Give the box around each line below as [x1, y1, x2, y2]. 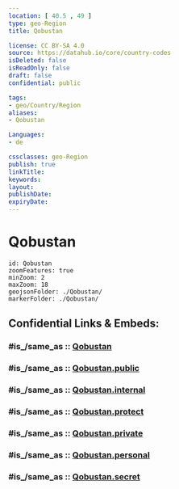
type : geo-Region [8, 19, 67, 27]
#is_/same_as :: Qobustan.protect [8, 406, 144, 417]
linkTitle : [8, 167, 45, 176]
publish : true [8, 160, 56, 168]
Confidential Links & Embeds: [8, 317, 160, 331]
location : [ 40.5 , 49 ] [8, 11, 92, 20]
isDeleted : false [8, 57, 67, 65]
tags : [8, 94, 27, 102]
